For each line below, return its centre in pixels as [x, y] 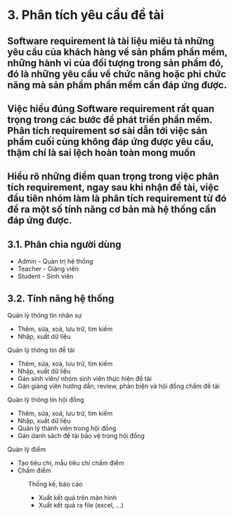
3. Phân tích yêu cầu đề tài [86, 15]
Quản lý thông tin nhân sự [45, 315]
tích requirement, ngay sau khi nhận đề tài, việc [113, 187]
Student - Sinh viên [45, 276]
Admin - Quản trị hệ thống [55, 262]
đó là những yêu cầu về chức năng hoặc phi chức [117, 74]
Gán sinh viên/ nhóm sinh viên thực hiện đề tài [85, 378]
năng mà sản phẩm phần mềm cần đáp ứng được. [117, 85]
